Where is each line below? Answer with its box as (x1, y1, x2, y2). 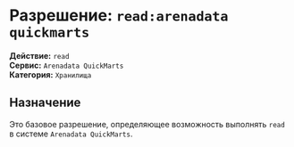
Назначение (9, 95, 81, 110)
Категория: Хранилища (9, 69, 92, 80)
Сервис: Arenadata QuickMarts (9, 60, 124, 70)
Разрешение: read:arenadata (9, 5, 229, 26)
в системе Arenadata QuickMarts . (9, 128, 133, 139)
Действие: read (9, 50, 70, 61)
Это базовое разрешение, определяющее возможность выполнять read (9, 118, 286, 129)
